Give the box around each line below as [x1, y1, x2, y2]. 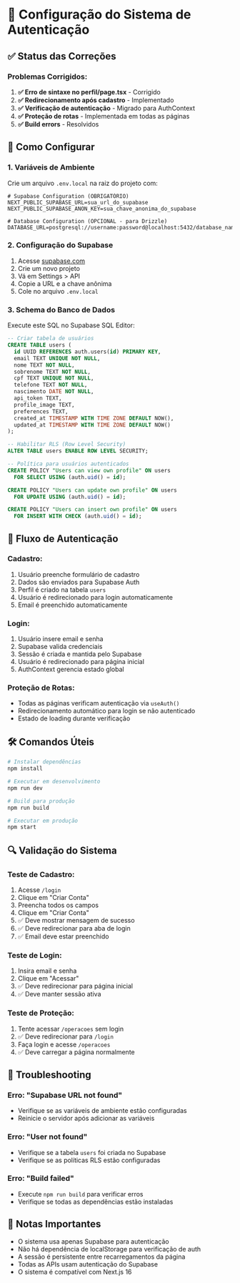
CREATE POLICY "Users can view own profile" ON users [7, 467, 171, 474]
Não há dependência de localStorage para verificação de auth [17, 1244, 201, 1253]
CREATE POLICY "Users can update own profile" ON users [7, 486, 177, 494]
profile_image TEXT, [14, 401, 75, 408]
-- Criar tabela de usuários [7, 335, 94, 342]
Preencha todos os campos [17, 901, 99, 909]
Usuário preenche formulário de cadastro [17, 570, 140, 578]
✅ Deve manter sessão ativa [17, 990, 101, 999]
